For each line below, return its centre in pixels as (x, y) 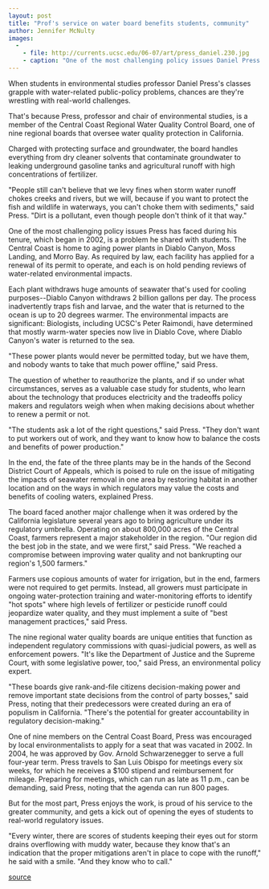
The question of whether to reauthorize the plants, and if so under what (126, 380)
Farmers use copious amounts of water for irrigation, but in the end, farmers (134, 578)
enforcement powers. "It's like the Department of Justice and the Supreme (132, 654)
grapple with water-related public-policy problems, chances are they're (126, 92)
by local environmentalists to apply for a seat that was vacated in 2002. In (130, 744)
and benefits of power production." (66, 447)
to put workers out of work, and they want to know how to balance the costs (134, 438)
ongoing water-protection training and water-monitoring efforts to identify (130, 596)
